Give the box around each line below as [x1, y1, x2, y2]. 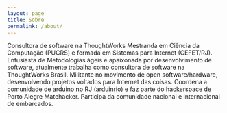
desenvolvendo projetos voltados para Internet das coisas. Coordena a [7, 78, 208, 86]
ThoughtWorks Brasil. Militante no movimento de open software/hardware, [7, 71, 218, 79]
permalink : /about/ [7, 23, 63, 29]
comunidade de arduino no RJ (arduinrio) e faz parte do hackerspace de [7, 85, 212, 93]
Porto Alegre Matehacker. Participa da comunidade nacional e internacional [7, 92, 221, 101]
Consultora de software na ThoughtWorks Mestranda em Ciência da [7, 42, 200, 50]
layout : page [7, 10, 45, 17]
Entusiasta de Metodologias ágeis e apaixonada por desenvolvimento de [7, 56, 213, 64]
